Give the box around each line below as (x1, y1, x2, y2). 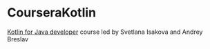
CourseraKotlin (7, 5, 97, 21)
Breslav (7, 35, 29, 43)
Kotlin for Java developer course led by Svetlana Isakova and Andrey (7, 28, 203, 36)
